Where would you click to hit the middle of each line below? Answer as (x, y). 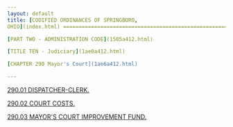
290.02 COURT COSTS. (41, 103)
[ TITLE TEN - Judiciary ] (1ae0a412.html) (67, 52)
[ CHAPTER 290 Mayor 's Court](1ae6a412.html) (72, 64)
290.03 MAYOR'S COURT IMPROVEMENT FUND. (77, 117)
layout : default (31, 14)
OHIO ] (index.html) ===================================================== (118, 26)
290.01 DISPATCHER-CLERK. (49, 90)
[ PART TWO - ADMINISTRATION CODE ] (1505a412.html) (80, 39)
